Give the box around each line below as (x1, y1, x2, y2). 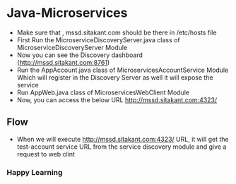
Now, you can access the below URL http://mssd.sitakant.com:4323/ (16, 95, 218, 104)
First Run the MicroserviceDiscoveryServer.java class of (16, 35, 181, 44)
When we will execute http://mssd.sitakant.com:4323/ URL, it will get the (16, 135, 229, 143)
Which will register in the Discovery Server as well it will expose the (16, 73, 213, 82)
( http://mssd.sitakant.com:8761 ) (16, 58, 110, 66)
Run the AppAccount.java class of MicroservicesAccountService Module (16, 66, 229, 74)
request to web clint (16, 149, 76, 158)
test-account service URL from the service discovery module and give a (16, 142, 227, 151)
